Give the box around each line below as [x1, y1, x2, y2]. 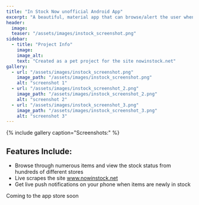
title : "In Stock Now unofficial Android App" [6, 8, 123, 15]
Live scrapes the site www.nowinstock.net [14, 175, 118, 182]
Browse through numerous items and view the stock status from [14, 162, 172, 169]
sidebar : [6, 36, 28, 42]
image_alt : [17, 53, 44, 58]
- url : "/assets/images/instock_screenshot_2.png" [11, 86, 139, 92]
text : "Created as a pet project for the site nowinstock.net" [17, 58, 176, 64]
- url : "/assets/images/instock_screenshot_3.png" [11, 102, 139, 108]
